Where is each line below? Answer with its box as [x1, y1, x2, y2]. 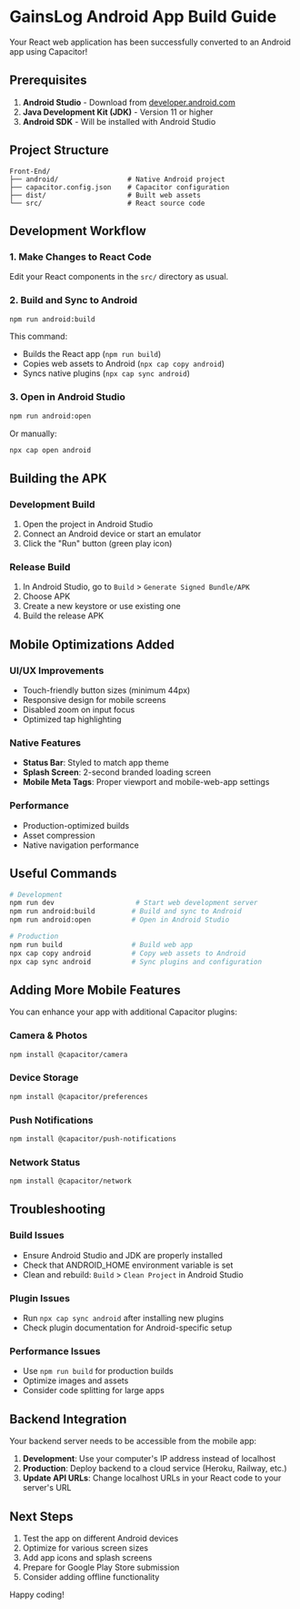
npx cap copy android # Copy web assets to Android [9, 949, 246, 958]
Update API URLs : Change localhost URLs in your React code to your [22, 1472, 282, 1483]
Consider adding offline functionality [22, 1571, 160, 1582]
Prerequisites [9, 73, 87, 88]
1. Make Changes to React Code [9, 250, 152, 263]
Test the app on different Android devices [22, 1533, 179, 1543]
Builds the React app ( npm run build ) [22, 349, 162, 360]
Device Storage [9, 1072, 79, 1085]
